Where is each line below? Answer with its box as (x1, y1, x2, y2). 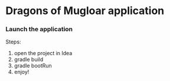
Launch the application (5, 25, 73, 33)
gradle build (14, 56, 44, 63)
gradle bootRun (14, 62, 53, 69)
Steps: (5, 38, 21, 45)
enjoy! (14, 69, 30, 76)
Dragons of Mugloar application (5, 4, 165, 18)
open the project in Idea (14, 50, 73, 57)
